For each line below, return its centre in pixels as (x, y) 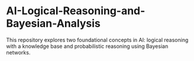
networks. (18, 52)
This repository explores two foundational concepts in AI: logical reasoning (97, 40)
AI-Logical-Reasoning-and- (76, 11)
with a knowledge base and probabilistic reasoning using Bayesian (87, 46)
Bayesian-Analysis (53, 23)
